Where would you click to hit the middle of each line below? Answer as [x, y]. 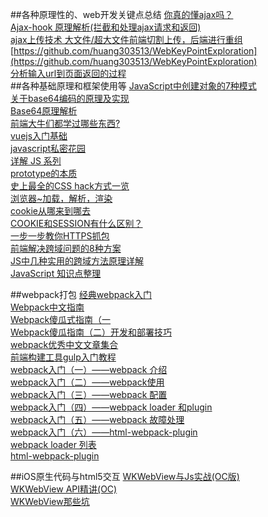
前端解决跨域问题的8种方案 [66, 248]
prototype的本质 [44, 173]
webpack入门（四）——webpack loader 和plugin [111, 407]
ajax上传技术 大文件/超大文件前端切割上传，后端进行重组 [126, 39]
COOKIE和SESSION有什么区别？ [76, 223]
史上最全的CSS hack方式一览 [70, 186]
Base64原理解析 [44, 111]
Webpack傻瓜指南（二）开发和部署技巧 [91, 332]
